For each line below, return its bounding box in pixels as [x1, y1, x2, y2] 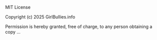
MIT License [5, 4, 31, 10]
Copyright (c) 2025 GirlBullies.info [5, 14, 75, 19]
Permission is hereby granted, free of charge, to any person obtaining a [5, 23, 152, 29]
